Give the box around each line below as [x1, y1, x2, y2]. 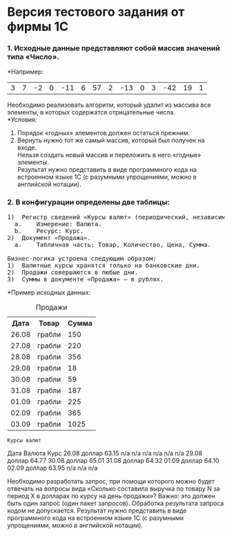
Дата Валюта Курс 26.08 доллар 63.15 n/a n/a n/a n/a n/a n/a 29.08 [7, 449, 202, 457]
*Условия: [7, 115, 37, 124]
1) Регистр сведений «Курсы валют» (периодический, [7, 213, 190, 221]
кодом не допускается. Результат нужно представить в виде [7, 506, 187, 515]
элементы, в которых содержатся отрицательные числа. [7, 108, 175, 117]
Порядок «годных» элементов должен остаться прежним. [17, 129, 190, 137]
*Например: [7, 68, 43, 76]
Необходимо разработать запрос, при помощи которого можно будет [7, 477, 215, 485]
